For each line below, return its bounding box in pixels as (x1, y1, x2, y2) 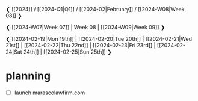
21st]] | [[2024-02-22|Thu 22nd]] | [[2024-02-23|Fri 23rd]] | (5, 42, 156, 49)
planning (5, 69, 51, 83)
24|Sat (5, 48, 22, 55)
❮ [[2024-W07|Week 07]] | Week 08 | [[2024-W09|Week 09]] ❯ (5, 24, 166, 31)
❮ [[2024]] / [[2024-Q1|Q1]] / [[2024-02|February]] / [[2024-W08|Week (5, 6, 185, 13)
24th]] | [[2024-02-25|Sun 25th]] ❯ (23, 48, 112, 55)
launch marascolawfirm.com (14, 89, 85, 96)
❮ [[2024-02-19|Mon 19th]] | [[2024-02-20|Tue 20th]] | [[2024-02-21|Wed (5, 35, 193, 42)
